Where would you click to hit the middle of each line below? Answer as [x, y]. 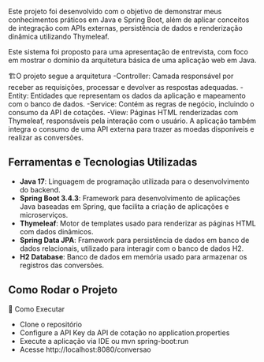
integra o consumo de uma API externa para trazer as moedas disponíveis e [131, 129]
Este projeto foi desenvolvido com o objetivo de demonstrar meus [115, 11]
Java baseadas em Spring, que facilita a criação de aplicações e [124, 206]
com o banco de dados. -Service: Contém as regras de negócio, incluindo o [131, 104]
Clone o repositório [51, 324]
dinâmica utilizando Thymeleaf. [59, 36]
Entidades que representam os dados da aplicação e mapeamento [138, 95]
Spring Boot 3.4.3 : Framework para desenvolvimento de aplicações [130, 198]
